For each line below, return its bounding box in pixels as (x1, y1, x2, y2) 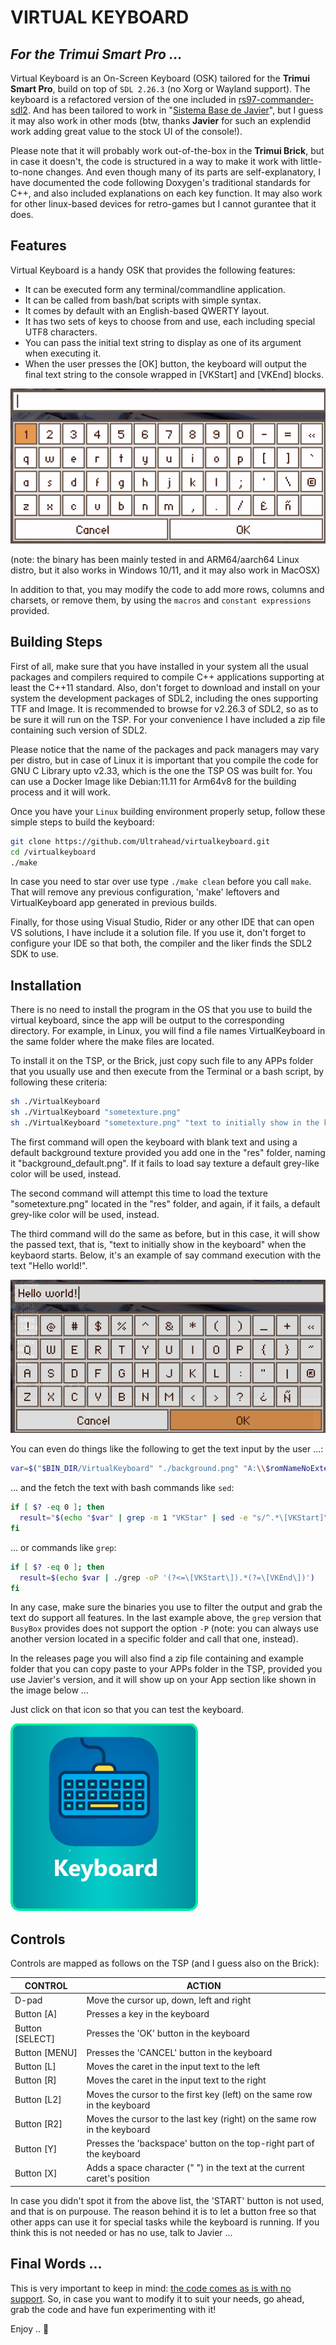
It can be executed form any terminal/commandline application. (24, 283, 287, 295)
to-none (10, 166, 44, 178)
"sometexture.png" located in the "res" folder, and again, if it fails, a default (10, 1197, 321, 1210)
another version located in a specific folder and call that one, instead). (10, 1633, 299, 1645)
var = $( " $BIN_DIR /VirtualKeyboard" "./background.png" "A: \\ (10, 1464, 267, 1474)
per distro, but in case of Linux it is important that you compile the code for (10, 754, 319, 766)
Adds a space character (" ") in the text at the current (86, 2162, 305, 2174)
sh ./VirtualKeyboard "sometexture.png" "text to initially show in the (10, 1118, 320, 1128)
